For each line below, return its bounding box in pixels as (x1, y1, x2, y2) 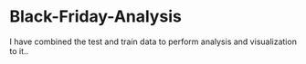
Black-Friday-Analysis (9, 6, 183, 27)
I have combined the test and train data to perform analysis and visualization (9, 36, 297, 47)
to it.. (9, 45, 29, 56)
